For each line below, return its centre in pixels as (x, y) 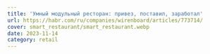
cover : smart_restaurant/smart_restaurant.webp (79, 27)
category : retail (33, 40)
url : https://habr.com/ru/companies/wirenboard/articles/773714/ (105, 20)
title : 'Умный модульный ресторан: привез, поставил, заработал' (105, 14)
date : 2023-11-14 (33, 33)
